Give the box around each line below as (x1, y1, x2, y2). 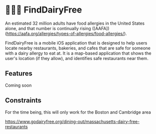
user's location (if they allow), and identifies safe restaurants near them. (5, 55, 149, 61)
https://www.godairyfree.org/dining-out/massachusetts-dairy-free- (5, 119, 140, 124)
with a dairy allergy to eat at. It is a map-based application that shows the (5, 50, 152, 56)
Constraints (5, 96, 42, 104)
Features (5, 70, 32, 78)
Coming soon (5, 82, 32, 88)
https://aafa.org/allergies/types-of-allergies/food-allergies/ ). (6, 30, 127, 36)
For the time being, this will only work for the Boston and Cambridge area (5, 109, 151, 115)
